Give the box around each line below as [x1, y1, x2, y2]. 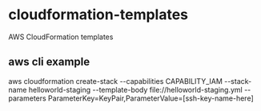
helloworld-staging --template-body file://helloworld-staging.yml [28, 85, 243, 94]
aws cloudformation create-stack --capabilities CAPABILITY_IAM [8, 76, 223, 85]
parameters [8, 93, 46, 103]
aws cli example [8, 55, 90, 69]
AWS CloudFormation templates [8, 32, 114, 42]
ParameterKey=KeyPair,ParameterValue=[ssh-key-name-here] [47, 93, 254, 103]
